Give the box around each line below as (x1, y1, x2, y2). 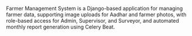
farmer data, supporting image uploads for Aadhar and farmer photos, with (6, 11, 187, 18)
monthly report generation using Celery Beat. (6, 23, 115, 30)
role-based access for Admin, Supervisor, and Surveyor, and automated (6, 17, 180, 24)
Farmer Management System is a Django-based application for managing (6, 5, 183, 12)
